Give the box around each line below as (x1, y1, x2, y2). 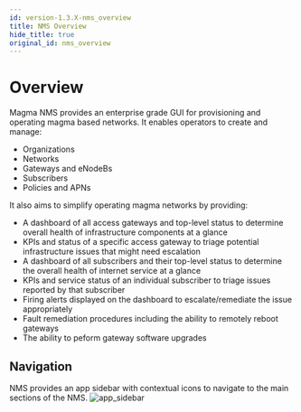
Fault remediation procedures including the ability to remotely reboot (22, 314, 278, 324)
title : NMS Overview (9, 22, 88, 31)
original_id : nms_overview (9, 38, 111, 48)
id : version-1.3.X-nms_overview (9, 13, 131, 23)
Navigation (9, 359, 72, 374)
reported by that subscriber (22, 285, 126, 295)
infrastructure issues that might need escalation (22, 246, 202, 257)
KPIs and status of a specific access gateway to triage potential (22, 237, 259, 248)
